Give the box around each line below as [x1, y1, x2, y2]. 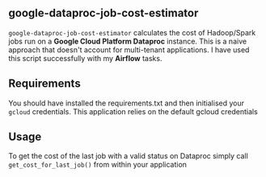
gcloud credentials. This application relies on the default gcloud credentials [8, 106, 259, 116]
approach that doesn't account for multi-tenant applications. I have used [8, 44, 250, 55]
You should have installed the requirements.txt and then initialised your [8, 98, 245, 108]
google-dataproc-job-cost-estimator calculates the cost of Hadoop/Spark [8, 27, 256, 37]
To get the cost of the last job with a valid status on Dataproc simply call [8, 151, 248, 161]
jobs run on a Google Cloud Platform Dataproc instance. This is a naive [8, 36, 247, 46]
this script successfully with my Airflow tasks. [8, 53, 163, 63]
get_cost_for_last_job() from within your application [8, 160, 188, 170]
